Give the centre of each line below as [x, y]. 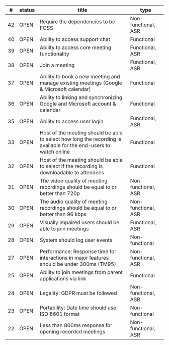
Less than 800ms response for [76, 325]
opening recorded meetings [72, 332]
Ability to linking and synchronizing [81, 97]
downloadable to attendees [72, 173]
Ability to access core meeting [75, 47]
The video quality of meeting [73, 181]
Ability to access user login [71, 121]
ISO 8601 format [60, 314]
